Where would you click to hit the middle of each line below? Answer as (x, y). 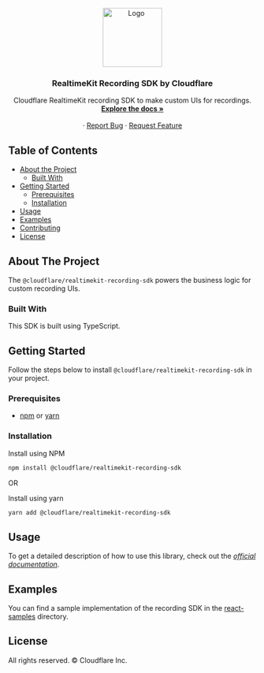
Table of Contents (53, 150)
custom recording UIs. (44, 288)
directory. (52, 616)
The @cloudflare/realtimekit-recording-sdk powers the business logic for (130, 280)
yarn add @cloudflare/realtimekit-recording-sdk (89, 512)
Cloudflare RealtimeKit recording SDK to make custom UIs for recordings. (132, 100)
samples (22, 616)
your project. (29, 378)
